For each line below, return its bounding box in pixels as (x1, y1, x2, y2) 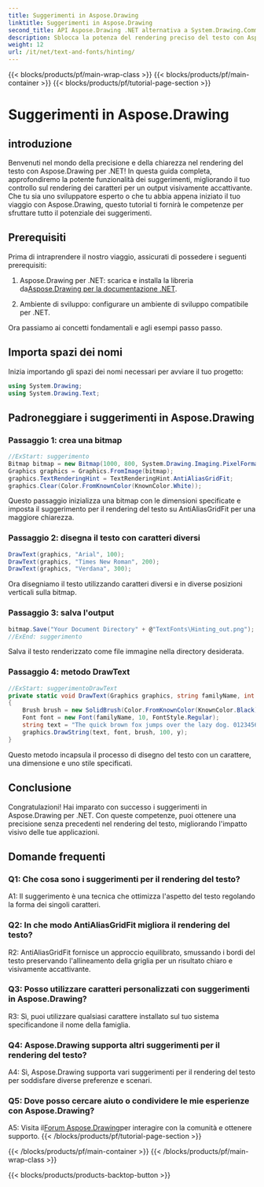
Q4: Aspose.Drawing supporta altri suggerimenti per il (8, 1040, 220, 1051)
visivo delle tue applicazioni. (8, 827, 100, 836)
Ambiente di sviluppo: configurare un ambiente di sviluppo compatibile (19, 299, 249, 308)
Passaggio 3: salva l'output (8, 608, 115, 619)
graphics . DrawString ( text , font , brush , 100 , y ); (22, 728, 189, 736)
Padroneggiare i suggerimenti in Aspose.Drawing (8, 411, 255, 424)
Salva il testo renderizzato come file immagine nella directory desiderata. (8, 647, 244, 657)
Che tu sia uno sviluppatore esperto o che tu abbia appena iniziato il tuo (8, 192, 241, 201)
